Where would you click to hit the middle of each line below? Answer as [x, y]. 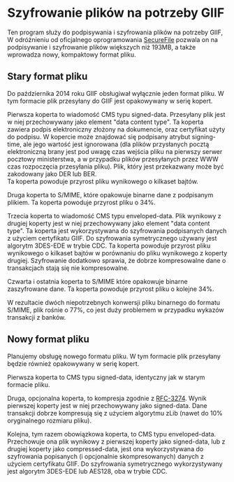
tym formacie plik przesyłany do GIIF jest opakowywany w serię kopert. [110, 101]
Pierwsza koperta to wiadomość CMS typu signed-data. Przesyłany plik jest [116, 114]
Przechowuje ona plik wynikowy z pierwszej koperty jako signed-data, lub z [116, 441]
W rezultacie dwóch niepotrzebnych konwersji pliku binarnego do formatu [114, 302]
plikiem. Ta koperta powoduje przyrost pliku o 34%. [81, 202]
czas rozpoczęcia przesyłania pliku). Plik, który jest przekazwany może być [116, 166]
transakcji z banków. [37, 317]
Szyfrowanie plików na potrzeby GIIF [116, 13]
